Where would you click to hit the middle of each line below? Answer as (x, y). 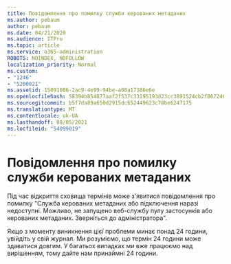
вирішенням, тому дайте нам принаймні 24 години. (82, 253)
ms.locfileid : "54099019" (44, 129)
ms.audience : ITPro (35, 39)
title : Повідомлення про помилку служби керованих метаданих (97, 13)
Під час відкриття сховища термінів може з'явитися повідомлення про (111, 196)
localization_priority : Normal (52, 65)
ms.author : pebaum (33, 20)
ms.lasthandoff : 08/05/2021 (47, 122)
